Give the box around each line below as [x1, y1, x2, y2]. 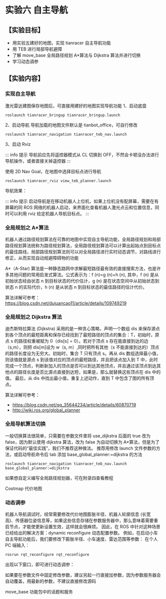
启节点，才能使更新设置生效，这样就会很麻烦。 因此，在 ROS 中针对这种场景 [5, 524, 161, 530]
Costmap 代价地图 [5, 485, 42, 491]
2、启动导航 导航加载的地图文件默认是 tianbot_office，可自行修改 [5, 122, 138, 128]
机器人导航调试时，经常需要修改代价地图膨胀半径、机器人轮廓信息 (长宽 [5, 511, 151, 517]
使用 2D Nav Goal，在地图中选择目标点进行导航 [5, 168, 101, 174]
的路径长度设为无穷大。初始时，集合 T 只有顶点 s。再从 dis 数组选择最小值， [5, 351, 161, 357]
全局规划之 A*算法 [5, 224, 49, 231]
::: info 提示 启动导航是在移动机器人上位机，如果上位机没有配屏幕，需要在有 [5, 198, 159, 204]
